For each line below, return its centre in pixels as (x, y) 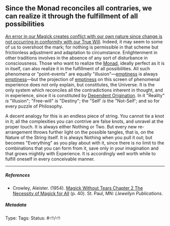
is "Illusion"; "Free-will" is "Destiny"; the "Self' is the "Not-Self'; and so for (83, 101)
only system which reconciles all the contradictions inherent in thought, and (84, 90)
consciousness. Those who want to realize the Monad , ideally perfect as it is (85, 63)
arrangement (19, 132)
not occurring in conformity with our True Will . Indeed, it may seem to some (84, 41)
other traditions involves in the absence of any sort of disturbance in (77, 58)
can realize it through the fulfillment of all (72, 16)
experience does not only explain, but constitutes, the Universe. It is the (80, 84)
